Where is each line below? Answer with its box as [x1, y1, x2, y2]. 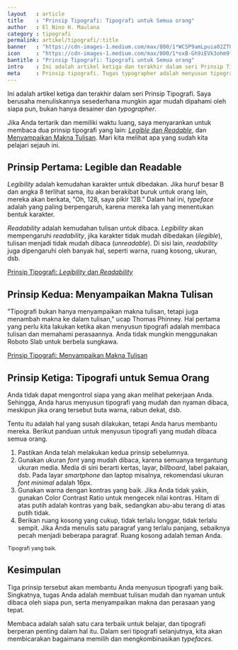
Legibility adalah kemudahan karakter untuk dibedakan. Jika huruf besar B [7, 180, 225, 189]
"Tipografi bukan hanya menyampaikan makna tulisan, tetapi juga [7, 307, 198, 316]
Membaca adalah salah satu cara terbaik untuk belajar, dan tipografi [7, 619, 206, 628]
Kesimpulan [7, 564, 62, 576]
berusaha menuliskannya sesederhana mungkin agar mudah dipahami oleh [7, 97, 227, 105]
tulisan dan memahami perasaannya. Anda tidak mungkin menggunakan [7, 330, 218, 338]
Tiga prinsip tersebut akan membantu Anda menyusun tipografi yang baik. [7, 583, 225, 591]
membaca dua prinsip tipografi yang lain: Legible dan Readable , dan [7, 126, 207, 134]
